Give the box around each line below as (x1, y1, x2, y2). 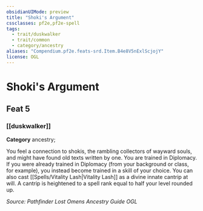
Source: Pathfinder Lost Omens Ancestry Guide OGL (6, 198, 138, 205)
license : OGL (6, 54, 39, 60)
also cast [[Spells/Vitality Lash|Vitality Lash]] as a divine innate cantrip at (6, 173, 188, 180)
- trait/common (12, 37, 50, 43)
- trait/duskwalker (12, 31, 61, 37)
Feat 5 (6, 104, 30, 114)
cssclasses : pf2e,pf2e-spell (6, 20, 80, 26)
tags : (6, 25, 20, 32)
